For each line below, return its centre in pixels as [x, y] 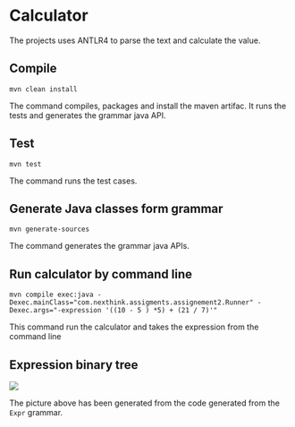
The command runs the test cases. [73, 181]
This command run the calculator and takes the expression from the [134, 327]
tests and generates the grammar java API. [88, 115]
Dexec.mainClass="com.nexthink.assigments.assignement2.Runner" [131, 303]
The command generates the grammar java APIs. [99, 246]
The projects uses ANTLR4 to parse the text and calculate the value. [135, 40]
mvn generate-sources [50, 229]
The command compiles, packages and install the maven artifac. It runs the [148, 106]
